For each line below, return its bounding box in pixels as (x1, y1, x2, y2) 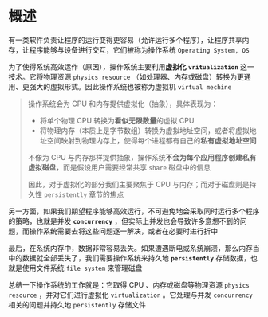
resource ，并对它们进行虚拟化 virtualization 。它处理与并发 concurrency (8, 290, 254, 299)
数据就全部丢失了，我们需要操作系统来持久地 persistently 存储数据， (22, 252, 251, 263)
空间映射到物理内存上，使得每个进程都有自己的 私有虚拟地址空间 (46, 135, 257, 145)
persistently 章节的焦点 (43, 189, 124, 199)
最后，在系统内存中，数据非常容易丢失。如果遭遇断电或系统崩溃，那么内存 (8, 243, 253, 252)
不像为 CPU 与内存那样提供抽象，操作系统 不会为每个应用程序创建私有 (27, 152, 257, 162)
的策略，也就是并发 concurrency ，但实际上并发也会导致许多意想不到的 (8, 216, 241, 225)
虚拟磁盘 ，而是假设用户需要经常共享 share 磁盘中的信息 (27, 162, 211, 172)
